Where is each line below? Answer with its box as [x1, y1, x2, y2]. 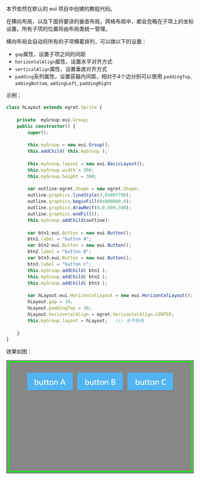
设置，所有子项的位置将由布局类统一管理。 [6, 26, 111, 32]
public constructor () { [17, 123, 76, 129]
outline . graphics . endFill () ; [27, 211, 100, 217]
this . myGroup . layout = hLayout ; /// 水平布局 [27, 318, 144, 324]
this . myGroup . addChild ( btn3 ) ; [27, 280, 108, 286]
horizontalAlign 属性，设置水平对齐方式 [14, 58, 113, 65]
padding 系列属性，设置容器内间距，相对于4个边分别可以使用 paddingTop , [14, 73, 192, 80]
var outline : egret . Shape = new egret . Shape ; [27, 186, 140, 192]
